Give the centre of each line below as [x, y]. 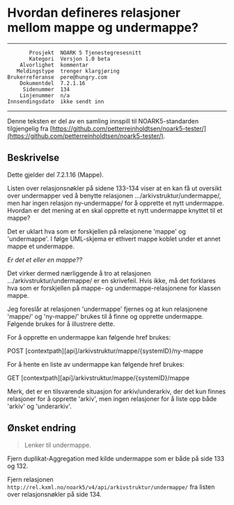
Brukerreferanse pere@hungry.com [57, 77]
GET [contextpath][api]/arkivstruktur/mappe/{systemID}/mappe [99, 377]
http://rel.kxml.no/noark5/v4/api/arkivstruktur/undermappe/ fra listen [111, 487]
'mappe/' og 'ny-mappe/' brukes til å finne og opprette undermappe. [106, 316]
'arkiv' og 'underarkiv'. [39, 406]
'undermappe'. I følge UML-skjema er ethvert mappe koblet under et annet [114, 239]
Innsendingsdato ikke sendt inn [56, 101]
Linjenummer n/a [45, 96]
